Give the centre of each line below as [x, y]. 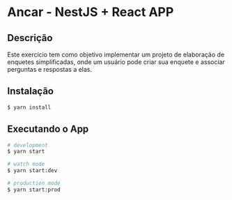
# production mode [34, 183]
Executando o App [48, 129]
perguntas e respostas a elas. [50, 69]
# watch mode [26, 164]
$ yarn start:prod [34, 190]
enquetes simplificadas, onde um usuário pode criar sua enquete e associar [116, 62]
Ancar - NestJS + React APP [91, 12]
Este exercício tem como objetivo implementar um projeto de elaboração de [116, 54]
